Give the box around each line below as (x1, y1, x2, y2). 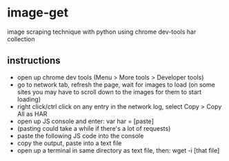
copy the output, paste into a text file (17, 139, 122, 147)
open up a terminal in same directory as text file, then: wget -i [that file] (17, 146, 220, 154)
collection (7, 34, 35, 43)
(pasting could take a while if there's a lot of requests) (17, 124, 171, 132)
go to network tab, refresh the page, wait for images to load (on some (17, 80, 215, 89)
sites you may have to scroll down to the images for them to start (17, 87, 202, 96)
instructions (7, 55, 61, 67)
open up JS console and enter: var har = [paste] (17, 117, 154, 125)
